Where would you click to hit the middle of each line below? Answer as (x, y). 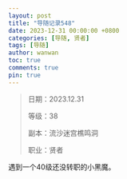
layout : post (30, 16)
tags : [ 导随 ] (29, 46)
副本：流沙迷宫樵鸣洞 (63, 133)
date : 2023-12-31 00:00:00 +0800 (64, 30)
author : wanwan (34, 53)
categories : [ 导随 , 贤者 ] (49, 38)
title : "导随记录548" (42, 23)
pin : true (25, 75)
